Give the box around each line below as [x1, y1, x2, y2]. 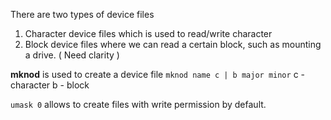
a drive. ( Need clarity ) [24, 49, 120, 61]
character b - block [10, 79, 90, 91]
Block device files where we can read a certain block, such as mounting [24, 39, 322, 50]
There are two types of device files [10, 9, 155, 20]
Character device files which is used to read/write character [24, 28, 273, 39]
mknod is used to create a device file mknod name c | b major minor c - [10, 69, 305, 80]
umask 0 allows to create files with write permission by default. [10, 99, 267, 110]
